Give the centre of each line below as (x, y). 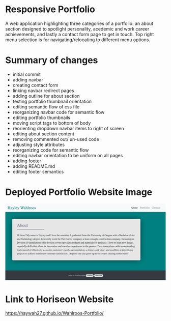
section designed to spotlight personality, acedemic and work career (77, 28)
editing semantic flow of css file (46, 107)
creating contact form (35, 85)
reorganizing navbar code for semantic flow (59, 112)
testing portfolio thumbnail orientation (52, 101)
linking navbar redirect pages (43, 91)
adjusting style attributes (39, 144)
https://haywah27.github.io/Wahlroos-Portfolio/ (54, 313)
